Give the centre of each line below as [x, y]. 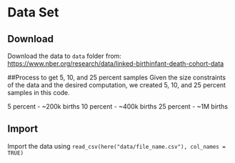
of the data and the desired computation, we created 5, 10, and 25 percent [117, 85]
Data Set [33, 13]
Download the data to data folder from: [64, 56]
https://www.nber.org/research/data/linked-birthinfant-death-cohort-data [116, 64]
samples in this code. [39, 93]
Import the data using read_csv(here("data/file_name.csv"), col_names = [117, 146]
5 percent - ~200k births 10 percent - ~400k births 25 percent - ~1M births [118, 107]
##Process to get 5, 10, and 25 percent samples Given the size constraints [117, 77]
